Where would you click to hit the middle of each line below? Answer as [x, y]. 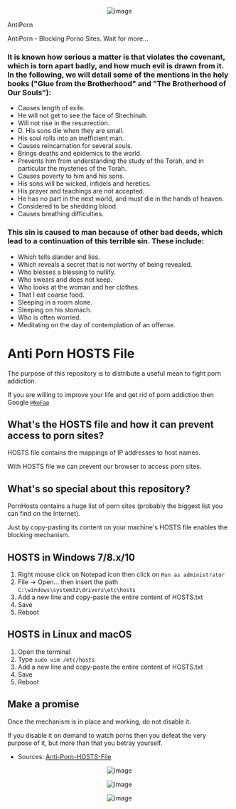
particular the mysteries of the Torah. [72, 169]
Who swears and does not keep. [65, 279]
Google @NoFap [28, 402]
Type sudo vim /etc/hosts [56, 659]
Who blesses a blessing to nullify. [66, 272]
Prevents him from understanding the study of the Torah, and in [111, 161]
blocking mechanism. [39, 535]
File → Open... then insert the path [68, 582]
